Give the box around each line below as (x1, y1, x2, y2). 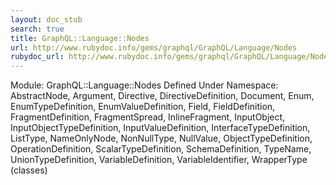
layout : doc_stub (10, 14, 83, 25)
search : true (10, 24, 65, 34)
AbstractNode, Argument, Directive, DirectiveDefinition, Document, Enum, (10, 90, 315, 102)
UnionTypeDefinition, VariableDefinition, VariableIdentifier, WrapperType (10, 154, 308, 166)
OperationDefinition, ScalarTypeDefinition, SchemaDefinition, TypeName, (10, 143, 312, 155)
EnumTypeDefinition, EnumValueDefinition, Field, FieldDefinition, (10, 101, 276, 113)
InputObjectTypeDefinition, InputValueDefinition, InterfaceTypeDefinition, (10, 122, 311, 134)
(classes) (10, 164, 48, 176)
